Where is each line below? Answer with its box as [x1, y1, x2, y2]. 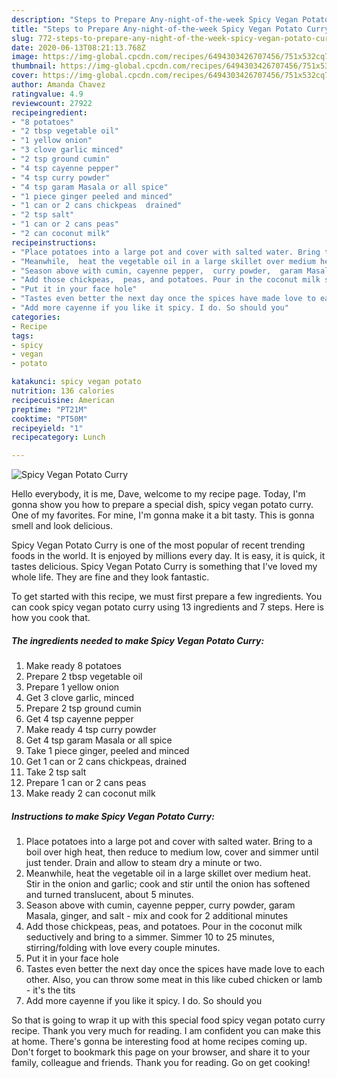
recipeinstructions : [11, 237, 98, 248]
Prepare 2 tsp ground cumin [25, 702, 142, 715]
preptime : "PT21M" [11, 404, 88, 415]
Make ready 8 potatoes [25, 660, 122, 672]
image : [11, 52, 39, 62]
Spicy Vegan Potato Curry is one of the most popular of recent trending [11, 539, 306, 551]
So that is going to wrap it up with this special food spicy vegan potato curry [11, 1014, 326, 1026]
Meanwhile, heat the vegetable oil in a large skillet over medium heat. [25, 867, 311, 880]
